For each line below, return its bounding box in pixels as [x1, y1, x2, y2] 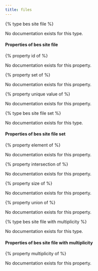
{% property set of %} [5, 72, 50, 78]
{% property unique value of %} [5, 91, 71, 97]
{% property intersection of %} [5, 161, 68, 167]
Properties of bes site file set [5, 131, 66, 137]
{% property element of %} [5, 142, 61, 148]
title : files [5, 7, 32, 12]
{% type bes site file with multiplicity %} [5, 219, 87, 225]
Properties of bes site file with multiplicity [5, 239, 93, 245]
